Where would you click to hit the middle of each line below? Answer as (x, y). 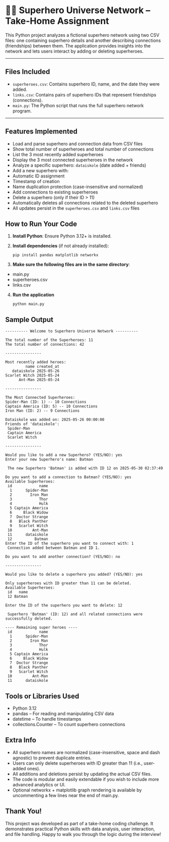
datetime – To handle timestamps (47, 719)
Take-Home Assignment (57, 21)
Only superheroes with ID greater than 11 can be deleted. (68, 583)
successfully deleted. (29, 619)
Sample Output (29, 320)
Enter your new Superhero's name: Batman (49, 459)
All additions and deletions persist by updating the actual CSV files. (82, 774)
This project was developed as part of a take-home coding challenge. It (79, 823)
